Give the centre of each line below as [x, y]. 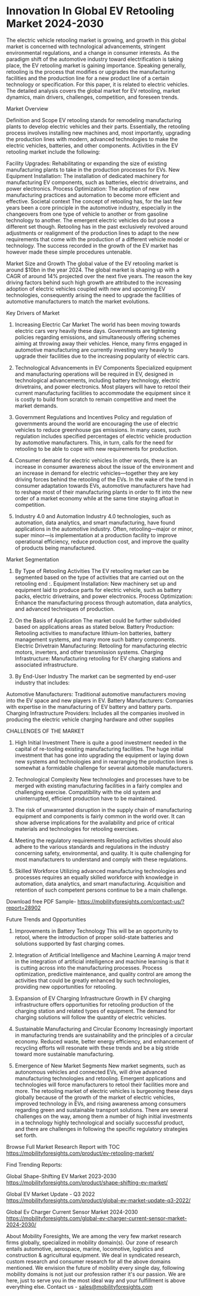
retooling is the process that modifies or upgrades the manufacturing [91, 71]
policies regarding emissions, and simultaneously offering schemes [97, 337]
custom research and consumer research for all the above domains [88, 1261]
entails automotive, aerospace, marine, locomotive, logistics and [85, 1248]
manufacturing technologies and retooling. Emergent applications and [100, 1078]
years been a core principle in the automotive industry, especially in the [94, 207]
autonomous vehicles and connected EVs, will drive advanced [91, 1072]
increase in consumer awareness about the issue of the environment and [104, 466]
